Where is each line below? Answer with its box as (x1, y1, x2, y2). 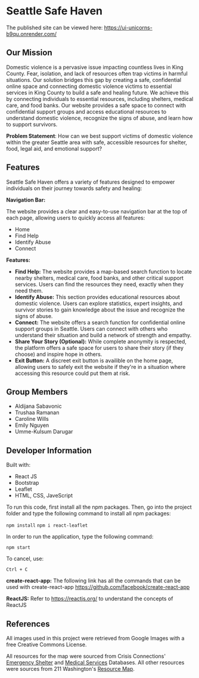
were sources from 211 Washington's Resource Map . (6, 665, 135, 672)
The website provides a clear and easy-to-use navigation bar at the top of (6, 207, 188, 215)
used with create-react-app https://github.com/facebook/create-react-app (6, 584, 190, 591)
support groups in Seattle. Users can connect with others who (14, 325, 168, 332)
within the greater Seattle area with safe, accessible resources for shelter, (6, 139, 188, 146)
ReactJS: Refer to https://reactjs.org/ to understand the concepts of (6, 595, 173, 602)
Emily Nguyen (14, 422, 49, 429)
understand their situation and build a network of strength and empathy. (14, 331, 192, 338)
